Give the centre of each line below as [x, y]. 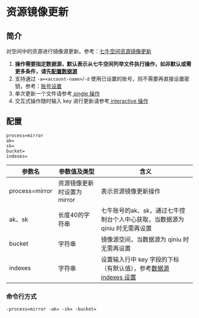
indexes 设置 [118, 277]
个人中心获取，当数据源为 [149, 219]
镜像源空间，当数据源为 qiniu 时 [145, 239]
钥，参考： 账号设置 [38, 86]
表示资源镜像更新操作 [131, 191]
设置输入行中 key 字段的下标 [140, 259]
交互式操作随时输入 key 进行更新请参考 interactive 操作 [81, 101]
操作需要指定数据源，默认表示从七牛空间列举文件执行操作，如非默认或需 [103, 64]
